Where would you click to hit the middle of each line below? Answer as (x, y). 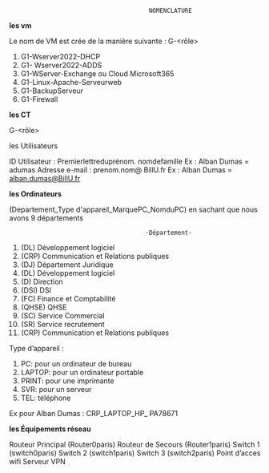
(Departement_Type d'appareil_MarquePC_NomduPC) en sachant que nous (134, 209)
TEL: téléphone (46, 398)
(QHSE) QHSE (44, 307)
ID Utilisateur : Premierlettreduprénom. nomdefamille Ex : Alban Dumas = (129, 161)
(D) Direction (42, 281)
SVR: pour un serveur (56, 389)
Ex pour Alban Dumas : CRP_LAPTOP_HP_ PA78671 (94, 413)
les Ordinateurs (36, 194)
